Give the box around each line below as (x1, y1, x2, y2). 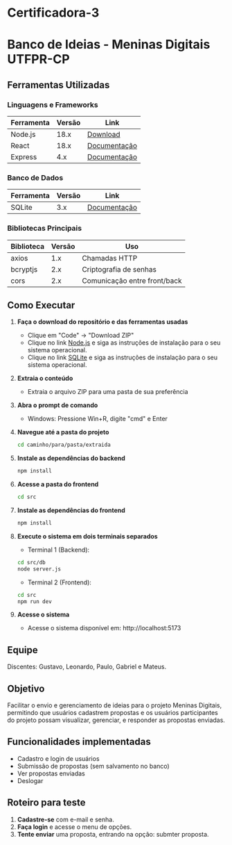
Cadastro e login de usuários (17, 754, 100, 762)
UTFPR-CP (7, 51, 71, 67)
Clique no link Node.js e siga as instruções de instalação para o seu (27, 338, 221, 347)
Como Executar (7, 300, 75, 311)
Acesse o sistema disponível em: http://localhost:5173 (27, 624, 181, 632)
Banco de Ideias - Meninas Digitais (7, 37, 211, 53)
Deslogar (17, 776, 44, 785)
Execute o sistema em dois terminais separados (17, 532, 158, 540)
